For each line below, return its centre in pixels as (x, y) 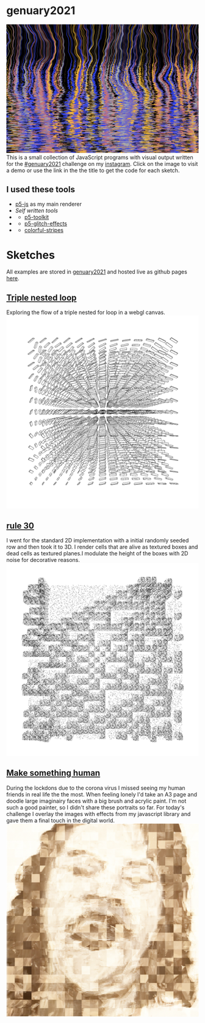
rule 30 (20, 526)
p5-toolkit (37, 217)
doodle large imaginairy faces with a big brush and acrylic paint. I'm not (96, 801)
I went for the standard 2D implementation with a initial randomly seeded (98, 540)
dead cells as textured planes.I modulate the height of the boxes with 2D (97, 553)
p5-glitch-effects (45, 223)
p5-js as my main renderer (49, 204)
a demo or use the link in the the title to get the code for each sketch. (93, 170)
